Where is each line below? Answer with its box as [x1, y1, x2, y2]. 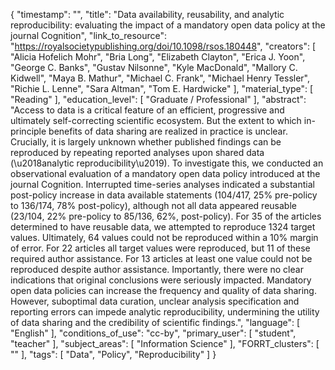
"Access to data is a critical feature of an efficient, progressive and [10, 104, 285, 116]
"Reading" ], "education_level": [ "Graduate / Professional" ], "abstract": [10, 94, 307, 105]
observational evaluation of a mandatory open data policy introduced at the [10, 168, 321, 179]
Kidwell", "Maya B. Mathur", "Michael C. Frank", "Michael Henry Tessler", [10, 72, 310, 84]
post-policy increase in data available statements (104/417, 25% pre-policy [10, 189, 318, 201]
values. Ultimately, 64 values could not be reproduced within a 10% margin [10, 232, 319, 243]
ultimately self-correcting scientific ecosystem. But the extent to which [10, 115, 302, 126]
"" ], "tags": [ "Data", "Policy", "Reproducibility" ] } [10, 349, 217, 360]
